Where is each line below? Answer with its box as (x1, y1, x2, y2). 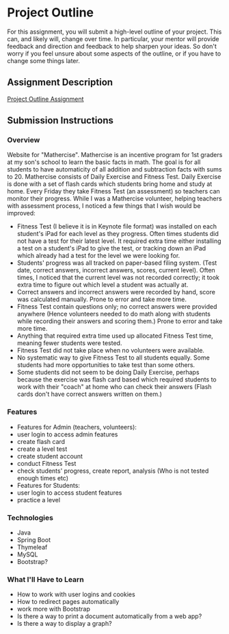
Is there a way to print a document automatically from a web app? (16, 612, 202, 620)
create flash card (16, 437, 66, 445)
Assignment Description (7, 77, 113, 89)
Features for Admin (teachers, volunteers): (16, 423, 137, 431)
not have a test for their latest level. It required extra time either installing (16, 237, 221, 245)
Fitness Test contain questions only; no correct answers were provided (16, 303, 217, 311)
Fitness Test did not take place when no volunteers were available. (16, 347, 205, 355)
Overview (7, 135, 40, 145)
